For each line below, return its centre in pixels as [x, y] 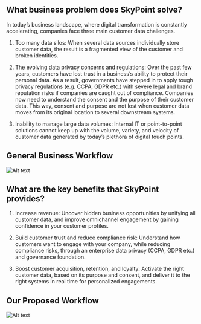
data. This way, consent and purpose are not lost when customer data [102, 106]
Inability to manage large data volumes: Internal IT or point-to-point [98, 124]
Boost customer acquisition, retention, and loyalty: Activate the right [100, 269]
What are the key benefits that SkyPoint [83, 190]
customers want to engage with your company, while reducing [93, 244]
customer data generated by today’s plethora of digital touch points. [99, 137]
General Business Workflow [60, 156]
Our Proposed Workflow [53, 301]
